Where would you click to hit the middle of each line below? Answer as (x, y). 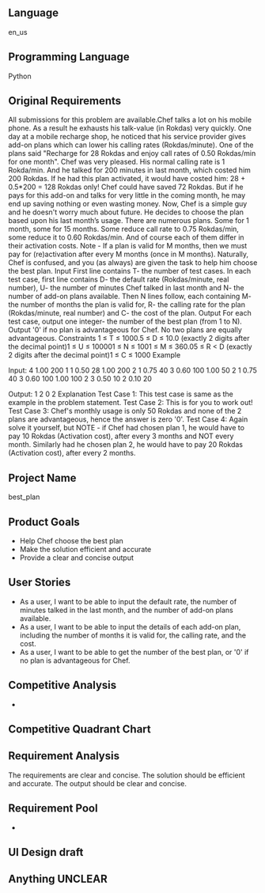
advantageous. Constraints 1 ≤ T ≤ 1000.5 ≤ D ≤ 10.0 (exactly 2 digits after (129, 339)
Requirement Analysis (64, 756)
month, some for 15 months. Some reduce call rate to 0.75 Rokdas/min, (124, 229)
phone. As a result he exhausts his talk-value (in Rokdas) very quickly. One (130, 128)
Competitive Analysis (62, 685)
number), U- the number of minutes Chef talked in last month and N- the (126, 288)
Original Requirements (65, 101)
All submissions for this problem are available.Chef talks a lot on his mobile (130, 120)
